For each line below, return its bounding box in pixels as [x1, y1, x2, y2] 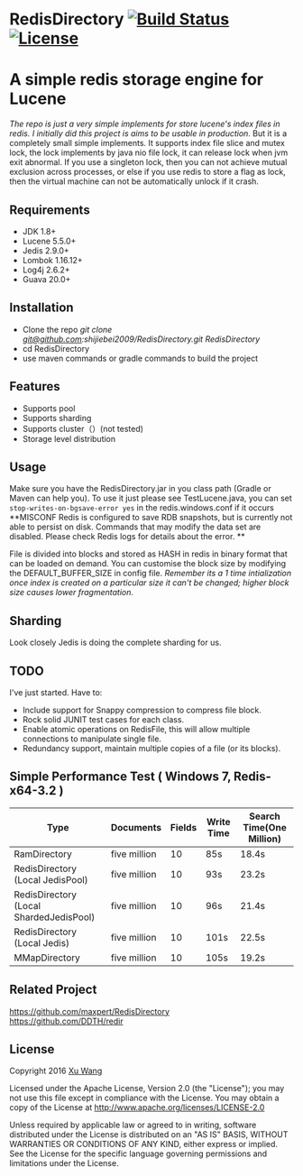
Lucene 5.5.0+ [22, 235, 77, 246]
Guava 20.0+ [22, 273, 71, 284]
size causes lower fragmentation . [9, 587, 133, 598]
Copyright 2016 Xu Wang [9, 1065, 103, 1077]
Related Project [9, 982, 97, 997]
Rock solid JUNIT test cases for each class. [22, 714, 185, 725]
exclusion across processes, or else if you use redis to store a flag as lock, [9, 167, 286, 178]
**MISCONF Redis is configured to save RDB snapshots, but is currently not [9, 512, 293, 523]
